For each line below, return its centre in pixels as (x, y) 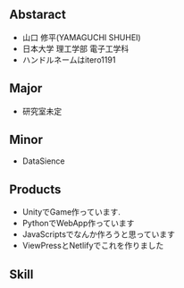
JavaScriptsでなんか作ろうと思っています (99, 234)
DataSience (43, 161)
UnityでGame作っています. (71, 212)
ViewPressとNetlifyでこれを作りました (93, 246)
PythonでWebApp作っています (78, 224)
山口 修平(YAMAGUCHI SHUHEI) (81, 37)
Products (35, 189)
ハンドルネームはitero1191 (69, 59)
